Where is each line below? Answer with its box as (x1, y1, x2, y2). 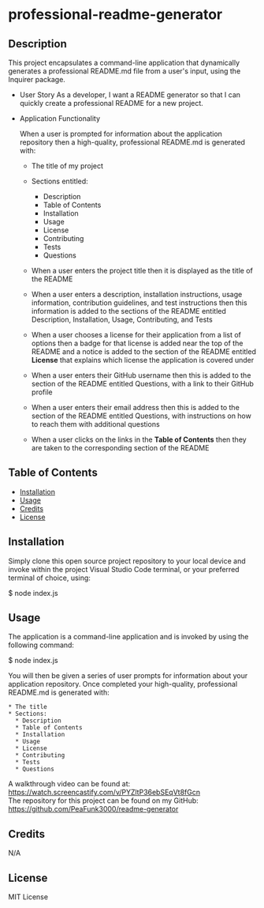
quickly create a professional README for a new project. (19, 99, 203, 107)
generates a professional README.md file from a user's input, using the (8, 66, 241, 76)
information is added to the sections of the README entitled (31, 307, 227, 315)
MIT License (8, 892, 49, 902)
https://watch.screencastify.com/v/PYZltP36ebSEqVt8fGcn (8, 788, 201, 797)
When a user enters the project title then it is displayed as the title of (31, 266, 254, 275)
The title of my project (31, 161, 104, 171)
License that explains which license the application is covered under (31, 356, 255, 364)
